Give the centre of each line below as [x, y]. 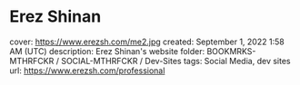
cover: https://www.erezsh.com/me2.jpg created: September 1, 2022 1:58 [147, 42]
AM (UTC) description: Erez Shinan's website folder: [107, 51]
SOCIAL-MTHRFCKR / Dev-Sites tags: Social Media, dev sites [175, 61]
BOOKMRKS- [231, 51]
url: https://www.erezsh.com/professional [87, 71]
